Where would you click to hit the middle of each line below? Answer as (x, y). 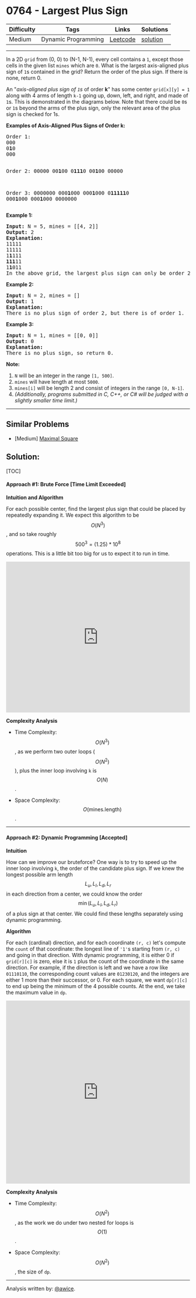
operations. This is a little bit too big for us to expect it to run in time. (88, 554)
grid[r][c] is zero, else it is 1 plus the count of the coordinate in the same (95, 961)
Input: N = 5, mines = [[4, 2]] (52, 226)
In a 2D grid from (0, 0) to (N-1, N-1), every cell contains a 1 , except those (95, 59)
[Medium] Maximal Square (46, 438)
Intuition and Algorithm (35, 497)
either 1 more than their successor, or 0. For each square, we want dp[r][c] (97, 980)
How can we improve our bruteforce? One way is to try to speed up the (91, 862)
